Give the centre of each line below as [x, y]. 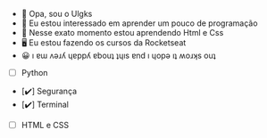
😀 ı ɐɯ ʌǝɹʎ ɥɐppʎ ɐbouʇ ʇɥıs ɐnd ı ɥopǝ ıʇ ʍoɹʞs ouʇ [118, 55]
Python [34, 73]
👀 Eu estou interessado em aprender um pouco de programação [139, 23]
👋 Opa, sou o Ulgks [57, 14]
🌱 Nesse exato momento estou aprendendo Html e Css [122, 32]
